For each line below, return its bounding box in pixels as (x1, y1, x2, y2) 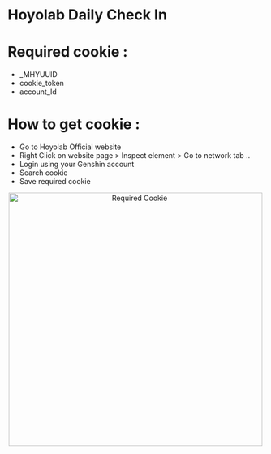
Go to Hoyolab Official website (19, 142, 122, 152)
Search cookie (19, 168, 68, 178)
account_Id (19, 87, 58, 96)
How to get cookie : (7, 115, 140, 134)
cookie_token (19, 79, 64, 88)
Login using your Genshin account (19, 160, 135, 169)
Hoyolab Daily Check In (7, 6, 168, 24)
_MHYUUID (19, 70, 58, 79)
